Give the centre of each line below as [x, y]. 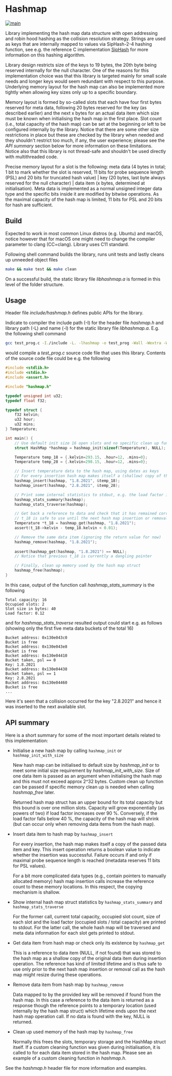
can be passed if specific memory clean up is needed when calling [83, 787]
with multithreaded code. [32, 157]
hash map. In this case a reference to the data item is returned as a [83, 1000]
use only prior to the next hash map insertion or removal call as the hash [89, 969]
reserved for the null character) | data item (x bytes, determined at [75, 183]
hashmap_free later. [34, 792]
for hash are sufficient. [29, 205]
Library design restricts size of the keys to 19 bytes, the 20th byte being [81, 65]
